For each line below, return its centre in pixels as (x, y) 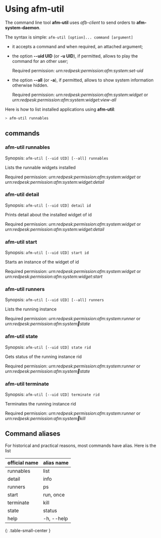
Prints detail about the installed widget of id (48, 214)
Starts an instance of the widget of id (42, 262)
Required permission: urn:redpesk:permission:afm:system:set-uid (78, 70)
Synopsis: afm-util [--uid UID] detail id (48, 205)
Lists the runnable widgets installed (40, 167)
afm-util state (21, 336)
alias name (56, 462)
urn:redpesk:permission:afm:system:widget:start (54, 277)
